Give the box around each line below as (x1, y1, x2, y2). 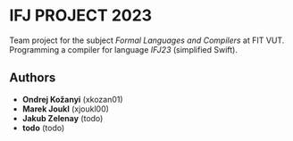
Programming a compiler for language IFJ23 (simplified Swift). (9, 44, 239, 54)
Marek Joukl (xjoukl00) (21, 104, 110, 114)
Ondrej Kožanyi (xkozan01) (21, 94, 123, 104)
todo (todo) (21, 122, 65, 133)
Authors (9, 70, 56, 86)
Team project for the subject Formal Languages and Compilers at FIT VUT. (9, 35, 285, 46)
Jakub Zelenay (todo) (21, 112, 104, 123)
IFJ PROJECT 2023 (9, 5, 153, 26)
